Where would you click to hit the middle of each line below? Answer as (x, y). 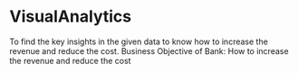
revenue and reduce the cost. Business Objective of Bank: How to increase (149, 50)
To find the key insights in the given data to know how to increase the (139, 41)
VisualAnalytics (71, 17)
